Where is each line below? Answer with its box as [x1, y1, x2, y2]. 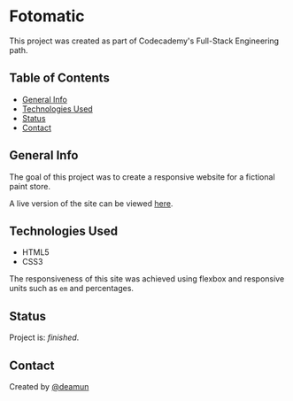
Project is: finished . [9, 332, 80, 343]
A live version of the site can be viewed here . [9, 197, 173, 209]
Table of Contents [9, 71, 111, 86]
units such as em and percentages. [9, 283, 135, 294]
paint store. [9, 181, 51, 191]
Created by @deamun [9, 382, 89, 391]
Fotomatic [9, 6, 86, 27]
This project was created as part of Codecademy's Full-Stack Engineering [9, 35, 280, 46]
